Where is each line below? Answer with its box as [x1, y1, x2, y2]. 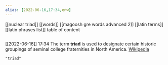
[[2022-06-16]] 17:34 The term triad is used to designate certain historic [5, 41, 156, 47]
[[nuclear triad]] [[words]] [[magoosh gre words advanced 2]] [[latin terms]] [5, 21, 163, 27]
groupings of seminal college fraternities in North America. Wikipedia [5, 46, 149, 52]
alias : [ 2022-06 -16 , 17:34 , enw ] [5, 7, 71, 13]
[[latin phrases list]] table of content [5, 26, 80, 33]
